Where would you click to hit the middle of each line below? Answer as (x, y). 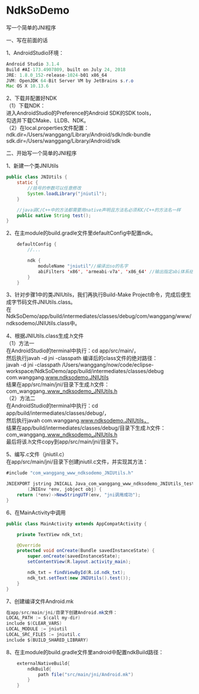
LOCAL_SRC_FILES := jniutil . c (44, 635)
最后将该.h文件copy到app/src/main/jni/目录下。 (64, 442)
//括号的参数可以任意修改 (54, 188)
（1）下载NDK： (26, 106)
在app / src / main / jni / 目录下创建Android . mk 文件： (62, 613)
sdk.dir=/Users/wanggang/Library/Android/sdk (63, 141)
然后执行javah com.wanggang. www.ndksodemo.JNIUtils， (78, 421)
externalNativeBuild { (43, 663)
